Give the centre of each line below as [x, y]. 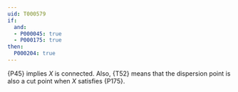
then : [15, 47]
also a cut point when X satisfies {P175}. [66, 81]
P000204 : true [35, 54]
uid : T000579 [27, 14]
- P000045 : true [38, 34]
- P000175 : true [38, 40]
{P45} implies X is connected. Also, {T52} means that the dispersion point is [119, 73]
